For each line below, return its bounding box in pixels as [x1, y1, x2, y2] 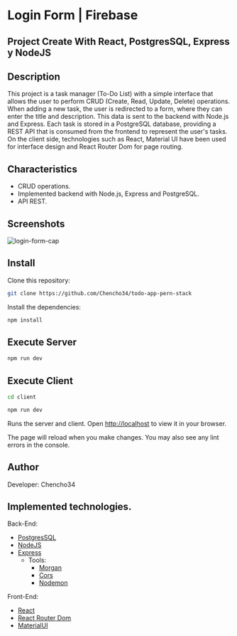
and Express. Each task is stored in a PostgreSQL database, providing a [7, 120, 216, 128]
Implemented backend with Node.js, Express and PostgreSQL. [17, 189, 200, 198]
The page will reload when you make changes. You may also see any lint [7, 433, 219, 441]
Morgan [38, 563, 62, 572]
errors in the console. [7, 440, 70, 449]
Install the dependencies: [7, 302, 82, 311]
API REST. [17, 197, 48, 206]
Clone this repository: [7, 276, 71, 285]
